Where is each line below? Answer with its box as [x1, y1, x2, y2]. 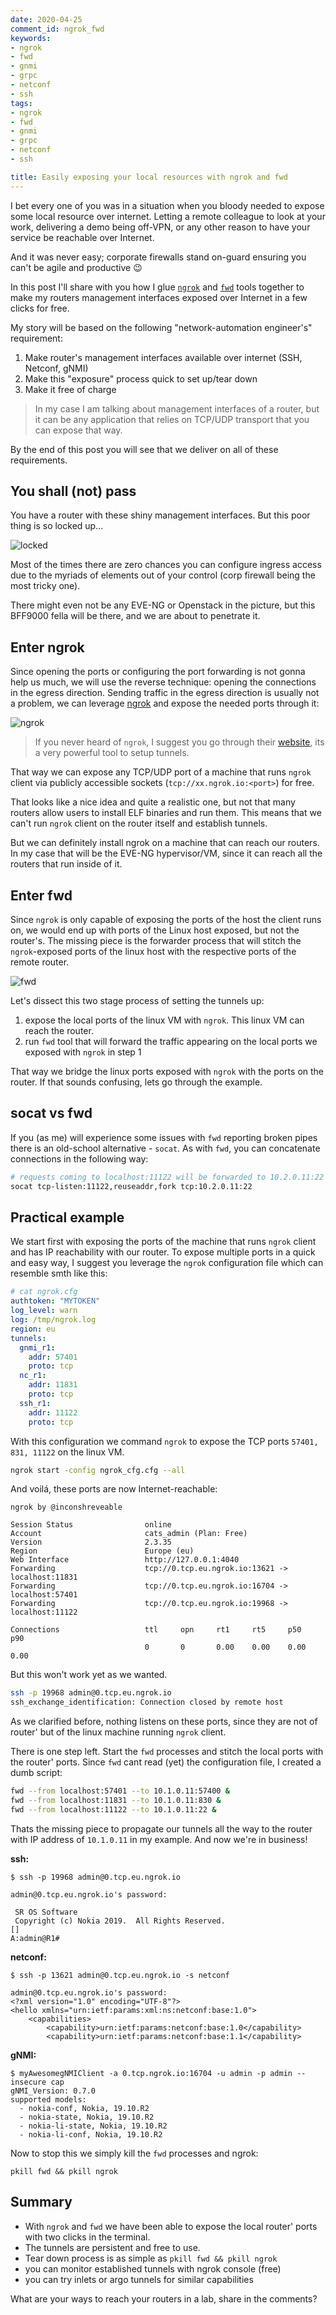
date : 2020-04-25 [10, 14, 83, 25]
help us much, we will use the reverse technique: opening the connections [10, 676, 317, 688]
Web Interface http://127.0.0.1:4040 [10, 1555, 240, 1565]
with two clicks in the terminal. [24, 2231, 151, 2243]
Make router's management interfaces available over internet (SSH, [24, 351, 303, 363]
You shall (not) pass [10, 483, 137, 500]
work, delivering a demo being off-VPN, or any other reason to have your [10, 221, 311, 233]
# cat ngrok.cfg [10, 1287, 78, 1297]
